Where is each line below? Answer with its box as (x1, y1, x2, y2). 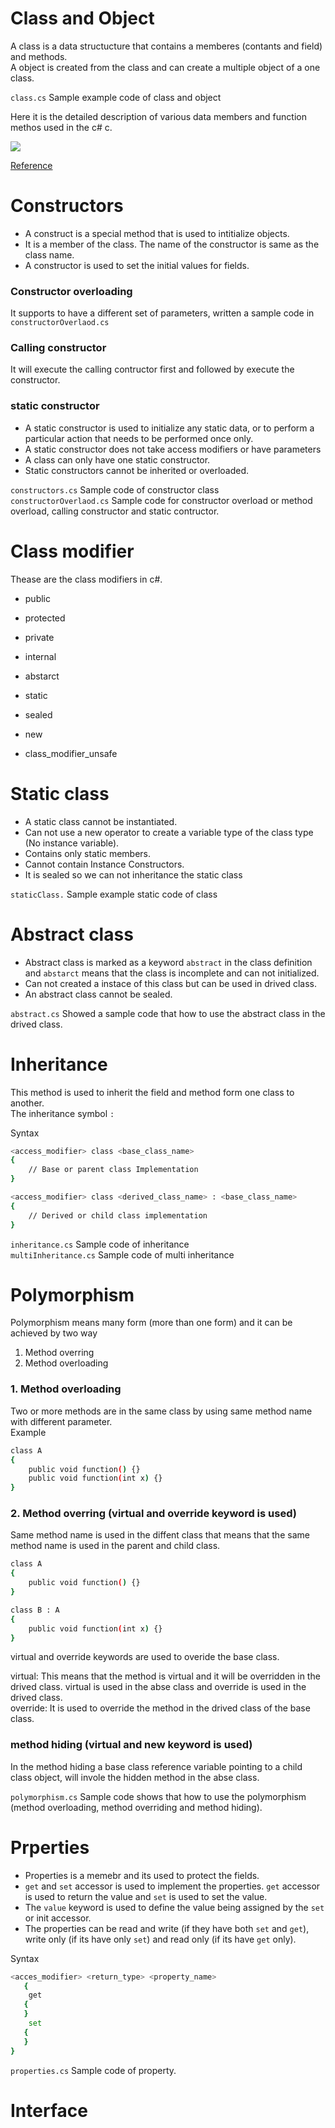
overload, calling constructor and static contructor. (10, 505, 220, 517)
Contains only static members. (24, 847, 152, 859)
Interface (10, 2099, 88, 2122)
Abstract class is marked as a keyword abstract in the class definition (24, 956, 313, 968)
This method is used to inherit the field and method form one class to (10, 1086, 295, 1098)
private (24, 631, 55, 643)
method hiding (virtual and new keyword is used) (10, 1738, 253, 1752)
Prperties (10, 1836, 90, 1859)
